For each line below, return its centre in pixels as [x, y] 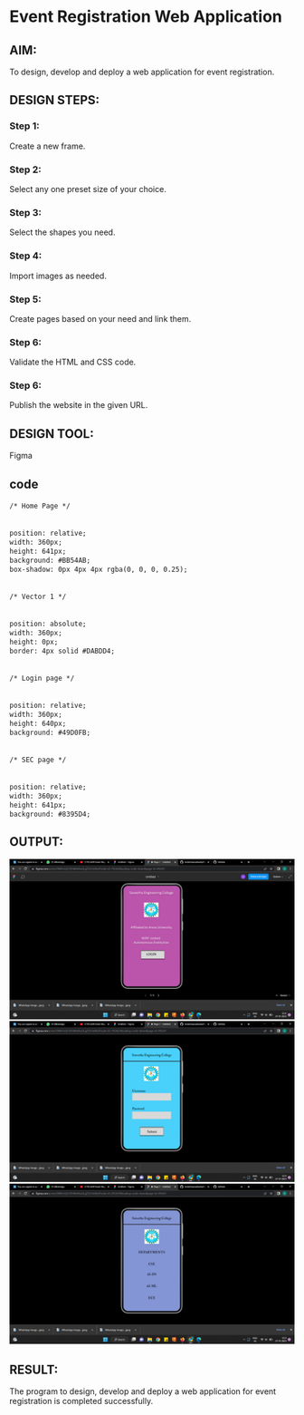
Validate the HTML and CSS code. [73, 362]
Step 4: [26, 256]
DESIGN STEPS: [55, 100]
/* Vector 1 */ [38, 597]
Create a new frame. [47, 146]
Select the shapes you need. [62, 232]
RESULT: [34, 1369]
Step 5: [26, 299]
